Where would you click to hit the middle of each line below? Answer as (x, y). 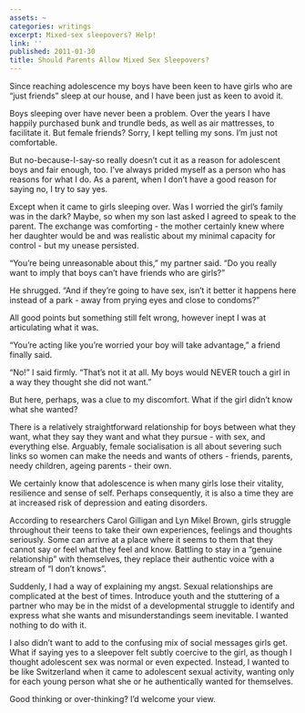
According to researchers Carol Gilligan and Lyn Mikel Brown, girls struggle (150, 520)
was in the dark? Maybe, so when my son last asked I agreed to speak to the (153, 216)
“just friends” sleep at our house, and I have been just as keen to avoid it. (147, 96)
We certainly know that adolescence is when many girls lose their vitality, (147, 483)
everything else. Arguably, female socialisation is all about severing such (146, 446)
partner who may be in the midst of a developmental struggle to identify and (152, 606)
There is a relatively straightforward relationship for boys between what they (152, 427)
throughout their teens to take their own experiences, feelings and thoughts (151, 530)
